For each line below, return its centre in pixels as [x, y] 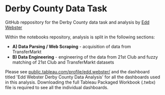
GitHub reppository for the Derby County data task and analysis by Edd [77, 22]
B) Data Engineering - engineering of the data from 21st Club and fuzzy [85, 57]
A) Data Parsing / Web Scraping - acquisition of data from [72, 46]
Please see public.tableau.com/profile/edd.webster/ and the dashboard [78, 71]
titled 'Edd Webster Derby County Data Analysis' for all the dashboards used [83, 77]
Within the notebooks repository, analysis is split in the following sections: [80, 37]
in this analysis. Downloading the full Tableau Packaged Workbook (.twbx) [81, 82]
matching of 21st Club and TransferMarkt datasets [63, 62]
